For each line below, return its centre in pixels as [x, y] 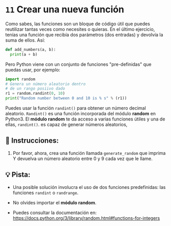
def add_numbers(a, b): [31, 49]
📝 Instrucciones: [32, 141]
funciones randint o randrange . [45, 193]
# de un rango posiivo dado [35, 89]
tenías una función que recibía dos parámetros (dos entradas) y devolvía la [84, 34]
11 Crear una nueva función [65, 10]
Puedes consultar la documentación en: [55, 213]
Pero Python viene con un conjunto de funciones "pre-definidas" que [79, 64]
